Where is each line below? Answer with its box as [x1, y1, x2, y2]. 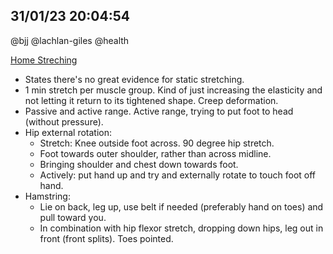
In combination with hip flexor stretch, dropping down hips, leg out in [39, 222, 324, 234]
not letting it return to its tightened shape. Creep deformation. [24, 94, 279, 106]
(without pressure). [24, 115, 104, 128]
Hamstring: [24, 190, 71, 202]
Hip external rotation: [24, 126, 113, 138]
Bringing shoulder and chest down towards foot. [39, 158, 239, 170]
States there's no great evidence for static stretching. [24, 73, 245, 85]
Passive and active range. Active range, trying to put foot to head [24, 105, 294, 117]
